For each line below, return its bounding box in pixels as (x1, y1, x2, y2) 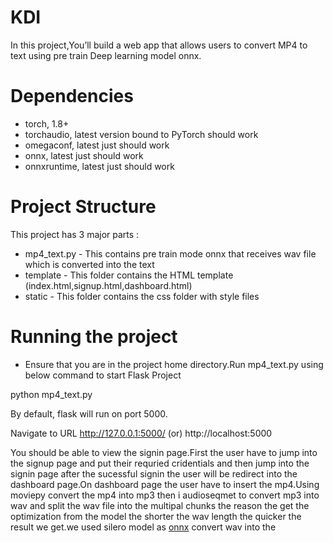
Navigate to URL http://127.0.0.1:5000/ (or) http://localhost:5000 (10, 427, 273, 439)
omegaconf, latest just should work (24, 139, 170, 151)
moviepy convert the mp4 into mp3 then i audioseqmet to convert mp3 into (10, 489, 320, 501)
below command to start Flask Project (24, 369, 182, 381)
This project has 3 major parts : (10, 228, 140, 240)
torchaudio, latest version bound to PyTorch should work (24, 128, 259, 140)
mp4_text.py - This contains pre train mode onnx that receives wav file (24, 247, 317, 260)
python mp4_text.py (10, 388, 93, 400)
